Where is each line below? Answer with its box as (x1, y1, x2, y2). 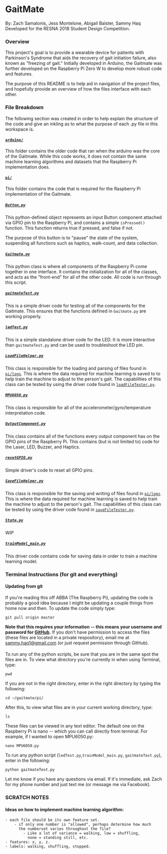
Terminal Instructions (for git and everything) (5, 571, 118, 578)
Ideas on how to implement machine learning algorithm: (5, 806, 124, 812)
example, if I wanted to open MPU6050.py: (5, 734, 94, 740)
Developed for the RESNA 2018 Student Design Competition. (5, 25, 130, 31)
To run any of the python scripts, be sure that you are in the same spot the (5, 651, 159, 657)
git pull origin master (5, 615, 55, 620)
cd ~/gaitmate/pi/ (5, 695, 44, 701)
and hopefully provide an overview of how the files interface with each (5, 86, 151, 92)
